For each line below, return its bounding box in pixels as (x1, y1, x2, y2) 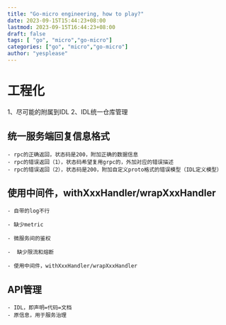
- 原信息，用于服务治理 (7, 312, 67, 319)
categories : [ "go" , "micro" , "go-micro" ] (7, 43, 129, 50)
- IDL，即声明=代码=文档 (7, 304, 72, 312)
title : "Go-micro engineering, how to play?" (7, 10, 144, 18)
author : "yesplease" (7, 50, 69, 57)
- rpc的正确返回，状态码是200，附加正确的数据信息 (7, 150, 139, 158)
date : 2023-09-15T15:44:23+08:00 (7, 17, 106, 24)
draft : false (7, 30, 46, 38)
